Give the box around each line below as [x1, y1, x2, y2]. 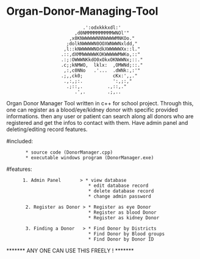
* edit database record [88, 182, 149, 189]
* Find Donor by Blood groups [88, 231, 165, 237]
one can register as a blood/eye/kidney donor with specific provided [6, 106, 178, 113]
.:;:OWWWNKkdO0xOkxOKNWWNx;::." [60, 56, 143, 62]
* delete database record [88, 188, 154, 194]
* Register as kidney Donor [88, 214, 160, 221]
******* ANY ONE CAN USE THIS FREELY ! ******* [6, 247, 134, 254]
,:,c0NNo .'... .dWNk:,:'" [63, 67, 140, 73]
